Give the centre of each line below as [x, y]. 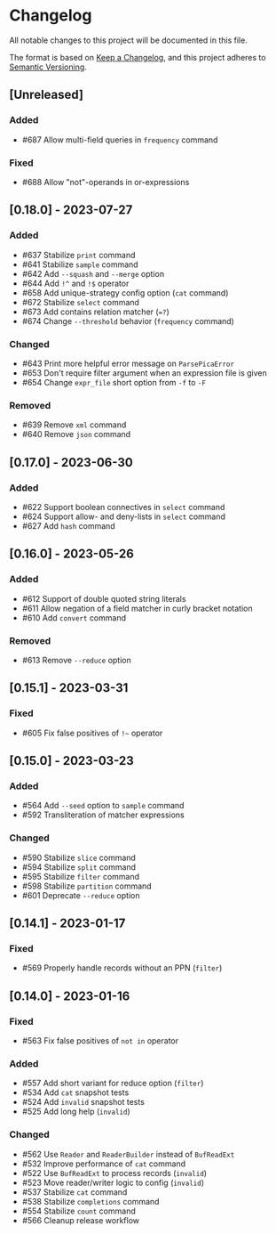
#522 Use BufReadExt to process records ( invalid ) [114, 1173]
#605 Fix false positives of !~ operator [92, 733]
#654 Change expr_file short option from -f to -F [114, 382]
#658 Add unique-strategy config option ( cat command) [125, 292]
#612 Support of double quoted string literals [104, 598]
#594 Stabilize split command [79, 867]
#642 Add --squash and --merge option [93, 273]
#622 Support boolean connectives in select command [123, 507]
